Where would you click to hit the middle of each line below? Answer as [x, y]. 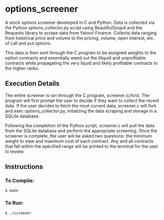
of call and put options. [28, 43]
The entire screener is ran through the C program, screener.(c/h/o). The [77, 95]
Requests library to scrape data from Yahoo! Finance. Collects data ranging [81, 33]
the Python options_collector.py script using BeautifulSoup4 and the [74, 27]
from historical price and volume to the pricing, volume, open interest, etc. [80, 38]
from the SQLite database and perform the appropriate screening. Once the [81, 131]
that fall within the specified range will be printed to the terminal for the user [82, 146]
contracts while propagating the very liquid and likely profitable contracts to [82, 63]
